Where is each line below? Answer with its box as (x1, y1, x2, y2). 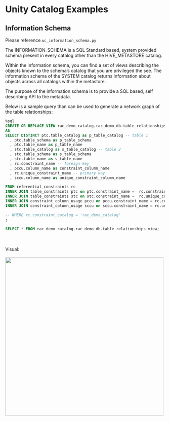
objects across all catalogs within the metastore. (5, 79, 106, 84)
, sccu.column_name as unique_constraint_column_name (10, 175, 125, 181)
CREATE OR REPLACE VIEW (5, 123, 56, 128)
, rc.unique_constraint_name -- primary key (10, 170, 105, 176)
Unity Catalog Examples (5, 4, 109, 15)
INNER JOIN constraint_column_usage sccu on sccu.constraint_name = (5, 203, 153, 208)
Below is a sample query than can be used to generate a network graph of (5, 103, 160, 110)
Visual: (5, 246, 20, 252)
